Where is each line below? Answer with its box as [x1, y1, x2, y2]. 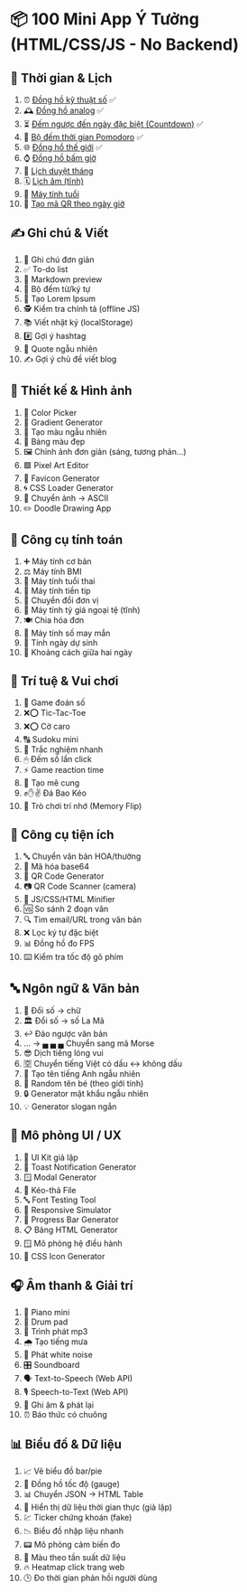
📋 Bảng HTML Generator [23, 1224, 118, 1235]
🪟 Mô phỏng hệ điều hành [23, 1238, 123, 1248]
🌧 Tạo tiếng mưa [23, 1336, 88, 1347]
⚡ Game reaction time [23, 765, 105, 776]
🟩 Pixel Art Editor [23, 459, 89, 470]
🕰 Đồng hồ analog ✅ [23, 105, 105, 116]
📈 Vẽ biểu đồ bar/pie [23, 1465, 103, 1476]
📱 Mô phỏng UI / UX [10, 1128, 122, 1144]
